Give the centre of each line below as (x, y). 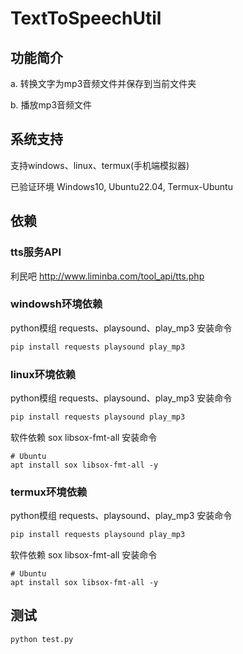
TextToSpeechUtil (86, 18)
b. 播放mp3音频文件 (51, 105)
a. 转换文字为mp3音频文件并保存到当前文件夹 (103, 83)
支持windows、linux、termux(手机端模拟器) (100, 165)
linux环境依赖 (43, 374)
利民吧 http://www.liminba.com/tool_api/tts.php (107, 276)
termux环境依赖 (49, 492)
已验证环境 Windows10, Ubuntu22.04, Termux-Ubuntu (121, 186)
